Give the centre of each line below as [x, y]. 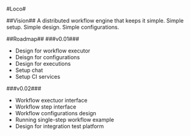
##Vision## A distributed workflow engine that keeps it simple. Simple [95, 20]
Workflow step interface [46, 107]
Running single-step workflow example [65, 120]
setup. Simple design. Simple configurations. [63, 27]
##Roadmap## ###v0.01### [43, 39]
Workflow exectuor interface [51, 100]
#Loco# [16, 9]
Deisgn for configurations [47, 57]
